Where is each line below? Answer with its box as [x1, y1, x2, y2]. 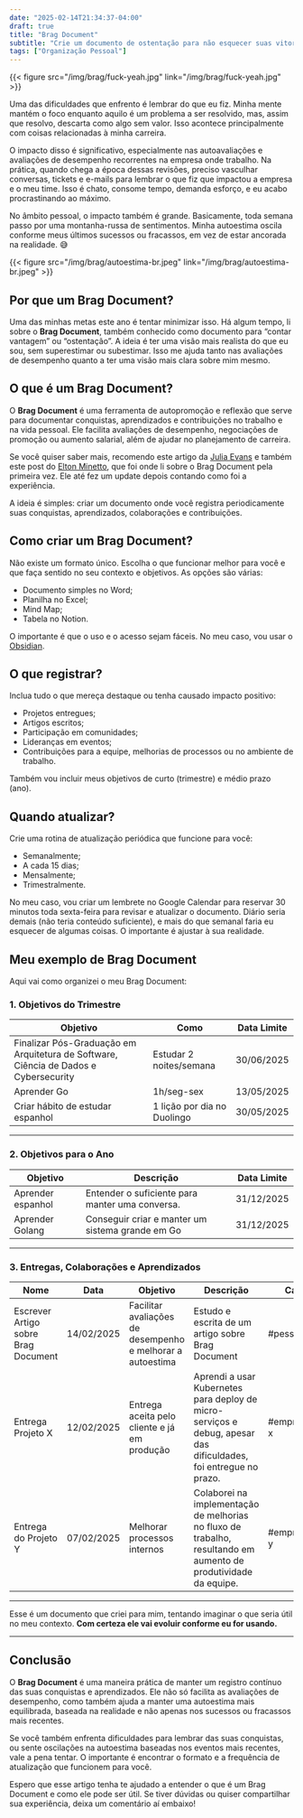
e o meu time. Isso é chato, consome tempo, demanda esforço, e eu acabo [9, 183, 288, 194]
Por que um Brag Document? [9, 293, 174, 308]
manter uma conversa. [85, 1198, 180, 1210]
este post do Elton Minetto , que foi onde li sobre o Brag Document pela [9, 461, 273, 471]
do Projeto [14, 1532, 59, 1544]
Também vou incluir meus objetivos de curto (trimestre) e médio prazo [9, 773, 271, 784]
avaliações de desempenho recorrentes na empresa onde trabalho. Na [9, 154, 272, 165]
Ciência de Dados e [14, 1059, 97, 1072]
